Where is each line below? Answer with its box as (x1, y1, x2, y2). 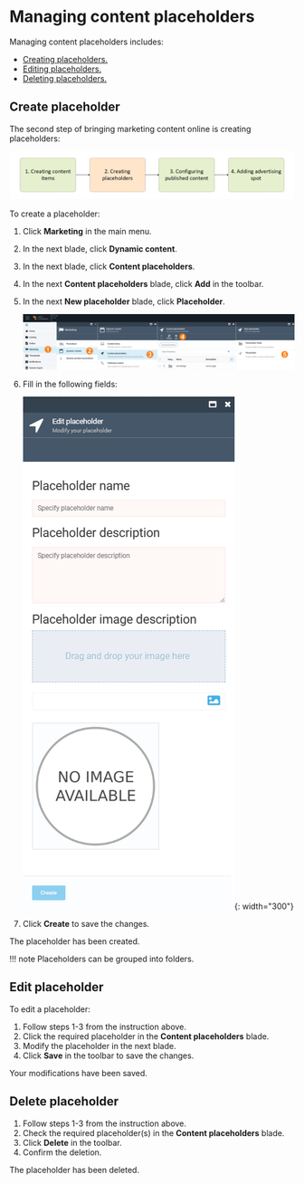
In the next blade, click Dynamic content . (22, 243, 178, 254)
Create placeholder (9, 100, 120, 115)
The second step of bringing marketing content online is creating (9, 123, 252, 134)
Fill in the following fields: (22, 378, 118, 389)
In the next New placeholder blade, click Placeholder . (22, 296, 226, 307)
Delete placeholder (9, 1093, 119, 1110)
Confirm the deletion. (22, 1147, 102, 1158)
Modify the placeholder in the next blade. (22, 1040, 176, 1051)
